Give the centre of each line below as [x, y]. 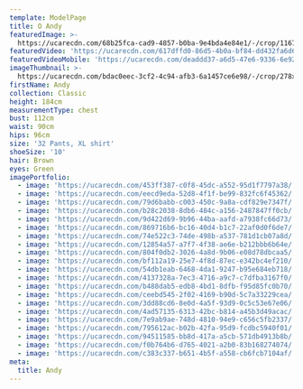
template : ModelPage [48, 18]
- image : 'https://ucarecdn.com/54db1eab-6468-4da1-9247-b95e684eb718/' [157, 270]
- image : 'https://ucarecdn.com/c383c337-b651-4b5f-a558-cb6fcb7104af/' [157, 353]
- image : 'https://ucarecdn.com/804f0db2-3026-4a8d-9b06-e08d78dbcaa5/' [157, 253]
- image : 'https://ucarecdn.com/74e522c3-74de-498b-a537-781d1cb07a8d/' [157, 236]
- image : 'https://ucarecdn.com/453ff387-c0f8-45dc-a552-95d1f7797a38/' [157, 186]
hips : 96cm [30, 135]
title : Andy [40, 370]
